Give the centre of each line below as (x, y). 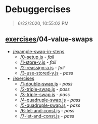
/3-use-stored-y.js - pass (46, 73)
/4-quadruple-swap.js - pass (50, 100)
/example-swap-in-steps (38, 51)
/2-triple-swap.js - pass (45, 89)
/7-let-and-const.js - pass (47, 116)
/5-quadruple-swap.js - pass (50, 105)
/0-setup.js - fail (37, 57)
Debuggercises (38, 9)
